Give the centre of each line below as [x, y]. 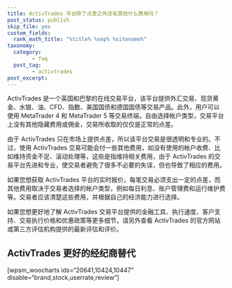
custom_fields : [29, 33]
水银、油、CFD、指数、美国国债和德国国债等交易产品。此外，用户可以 [119, 107]
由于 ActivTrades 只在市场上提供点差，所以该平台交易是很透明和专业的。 [111, 139]
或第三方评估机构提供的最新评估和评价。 [65, 229]
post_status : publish [38, 20]
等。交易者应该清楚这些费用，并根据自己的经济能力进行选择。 [95, 197]
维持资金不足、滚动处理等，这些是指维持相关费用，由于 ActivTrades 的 [114, 156]
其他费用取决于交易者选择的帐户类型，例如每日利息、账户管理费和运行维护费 [116, 188]
